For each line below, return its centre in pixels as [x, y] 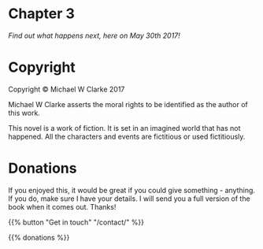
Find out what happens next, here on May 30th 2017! [94, 35]
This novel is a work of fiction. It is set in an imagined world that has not [124, 128]
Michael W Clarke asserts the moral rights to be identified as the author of [128, 104]
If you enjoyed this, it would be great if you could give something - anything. [132, 190]
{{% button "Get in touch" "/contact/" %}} [76, 222]
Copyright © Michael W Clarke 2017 [67, 89]
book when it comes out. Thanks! [62, 206]
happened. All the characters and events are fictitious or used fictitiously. [127, 136]
